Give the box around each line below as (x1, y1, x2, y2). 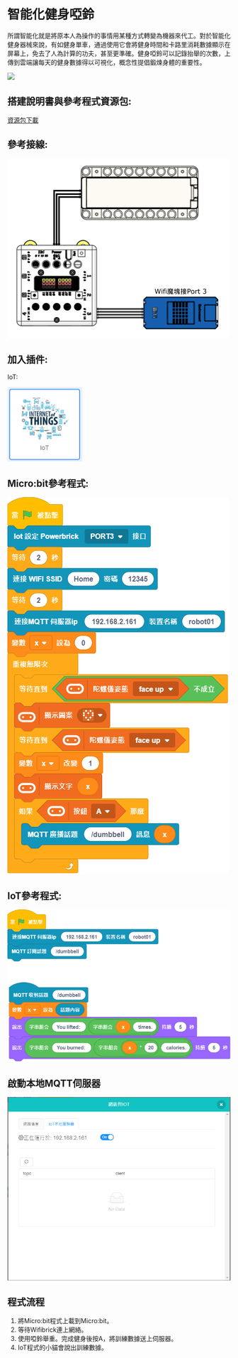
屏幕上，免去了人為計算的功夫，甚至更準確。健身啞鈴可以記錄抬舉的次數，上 (7, 49, 231, 58)
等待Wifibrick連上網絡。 (17, 1325, 88, 1334)
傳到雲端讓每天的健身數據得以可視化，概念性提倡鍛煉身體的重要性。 (7, 58, 206, 66)
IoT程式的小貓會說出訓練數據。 (17, 1343, 108, 1352)
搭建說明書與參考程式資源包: (7, 95, 132, 107)
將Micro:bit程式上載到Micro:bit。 (17, 1316, 113, 1325)
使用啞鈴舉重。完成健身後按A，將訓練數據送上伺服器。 (17, 1334, 178, 1342)
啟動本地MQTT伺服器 (7, 1077, 101, 1089)
